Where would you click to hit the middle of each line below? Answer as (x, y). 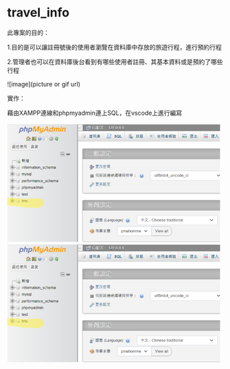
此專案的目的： (28, 32)
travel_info (38, 13)
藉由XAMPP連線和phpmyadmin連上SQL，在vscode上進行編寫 (95, 113)
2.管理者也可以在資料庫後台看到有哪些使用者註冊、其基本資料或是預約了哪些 (115, 61)
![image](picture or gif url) (44, 84)
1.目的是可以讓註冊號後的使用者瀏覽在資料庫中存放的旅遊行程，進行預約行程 (114, 47)
